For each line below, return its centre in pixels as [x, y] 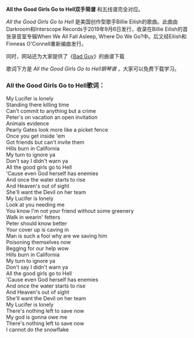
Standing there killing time [38, 105]
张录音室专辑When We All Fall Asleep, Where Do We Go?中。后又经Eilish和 [96, 36]
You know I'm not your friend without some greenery [70, 211]
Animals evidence [28, 123]
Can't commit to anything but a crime [51, 111]
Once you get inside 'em [36, 136]
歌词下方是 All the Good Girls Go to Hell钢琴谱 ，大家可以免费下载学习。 [93, 69]
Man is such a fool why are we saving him [57, 236]
